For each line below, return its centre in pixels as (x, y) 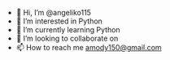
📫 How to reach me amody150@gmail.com (89, 47)
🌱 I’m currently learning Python (68, 30)
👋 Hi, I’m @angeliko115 (54, 13)
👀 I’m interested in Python (59, 21)
